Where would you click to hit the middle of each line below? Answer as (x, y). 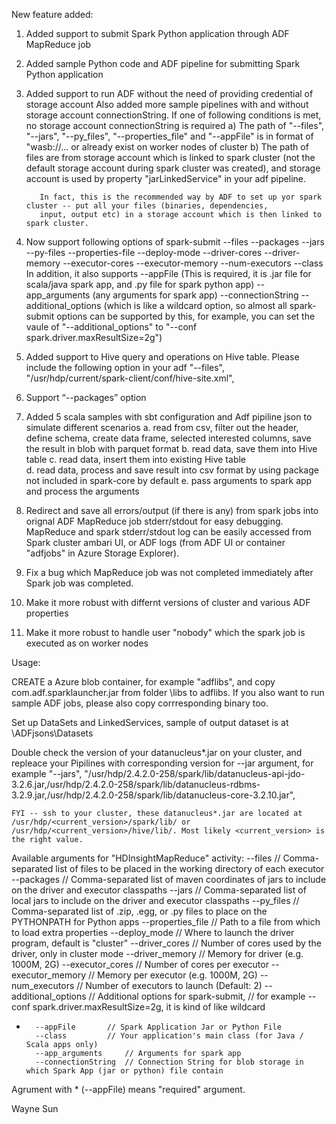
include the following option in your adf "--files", (125, 367)
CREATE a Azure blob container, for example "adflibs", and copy (143, 682)
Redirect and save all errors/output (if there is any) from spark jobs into (172, 510)
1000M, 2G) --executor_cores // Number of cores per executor (140, 964)
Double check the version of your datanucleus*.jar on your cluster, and (157, 752)
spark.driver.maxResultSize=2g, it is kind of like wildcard (149, 1007)
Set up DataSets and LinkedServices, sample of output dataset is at (150, 722)
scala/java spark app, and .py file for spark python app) (140, 284)
